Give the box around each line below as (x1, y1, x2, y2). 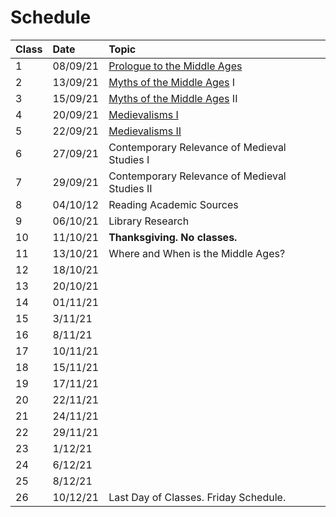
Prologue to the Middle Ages (108, 59, 243, 73)
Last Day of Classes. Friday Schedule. (108, 490, 287, 504)
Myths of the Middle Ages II (108, 91, 238, 105)
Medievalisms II (108, 124, 182, 138)
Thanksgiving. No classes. (108, 230, 238, 244)
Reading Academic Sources (108, 197, 239, 211)
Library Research (108, 214, 190, 228)
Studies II (108, 181, 153, 195)
